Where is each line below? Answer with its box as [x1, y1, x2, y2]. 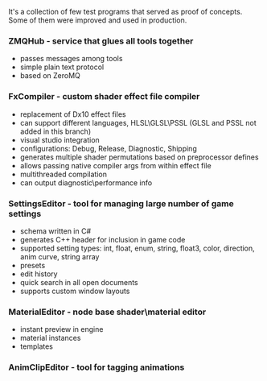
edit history [19, 269, 58, 279]
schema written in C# [19, 226, 92, 236]
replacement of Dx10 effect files [19, 109, 126, 119]
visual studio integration [19, 135, 101, 144]
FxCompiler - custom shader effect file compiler [8, 91, 200, 102]
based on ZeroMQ [19, 71, 80, 81]
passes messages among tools [19, 54, 123, 64]
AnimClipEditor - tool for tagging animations [8, 362, 185, 373]
